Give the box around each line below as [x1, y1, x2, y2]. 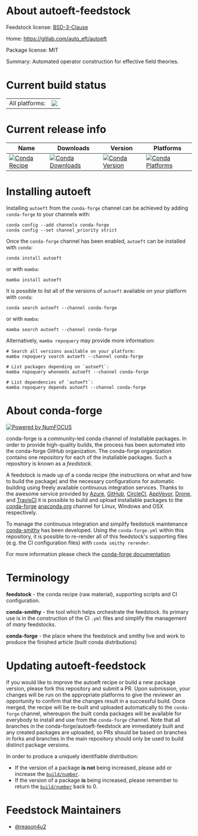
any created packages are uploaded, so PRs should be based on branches [6, 729, 187, 736]
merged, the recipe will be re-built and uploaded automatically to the [6, 703, 173, 711]
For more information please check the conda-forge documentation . [6, 550, 172, 557]
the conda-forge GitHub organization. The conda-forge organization [6, 447, 172, 454]
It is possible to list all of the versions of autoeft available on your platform [6, 287, 187, 294]
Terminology [6, 571, 70, 584]
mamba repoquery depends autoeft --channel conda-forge [6, 384, 146, 390]
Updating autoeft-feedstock [6, 659, 146, 672]
